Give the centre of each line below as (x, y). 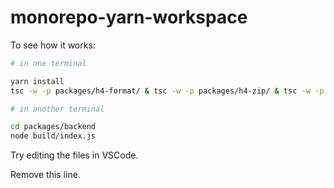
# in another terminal (57, 109)
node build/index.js (53, 136)
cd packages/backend (53, 127)
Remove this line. (45, 175)
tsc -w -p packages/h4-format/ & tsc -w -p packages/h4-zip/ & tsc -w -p (167, 91)
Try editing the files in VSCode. (74, 155)
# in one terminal (48, 63)
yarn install (37, 81)
